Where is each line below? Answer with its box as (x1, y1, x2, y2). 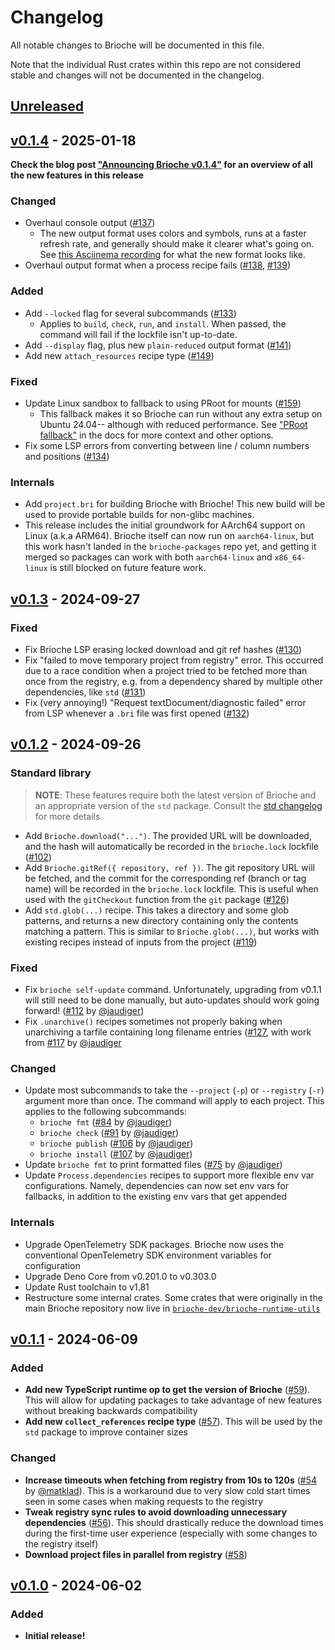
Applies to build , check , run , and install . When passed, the (39, 317, 287, 330)
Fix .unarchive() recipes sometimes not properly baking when (24, 1016, 283, 1027)
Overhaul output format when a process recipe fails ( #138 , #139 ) (24, 259, 292, 271)
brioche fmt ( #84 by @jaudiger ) (39, 1116, 173, 1128)
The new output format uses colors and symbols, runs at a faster (39, 227, 307, 240)
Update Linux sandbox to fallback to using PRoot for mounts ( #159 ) (24, 397, 302, 410)
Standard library (10, 766, 92, 780)
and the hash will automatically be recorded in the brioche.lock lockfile (24, 840, 319, 852)
